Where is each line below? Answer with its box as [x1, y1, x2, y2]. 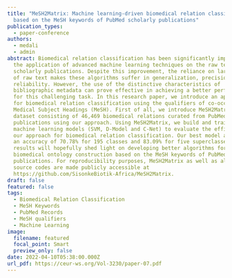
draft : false [7, 177, 45, 183]
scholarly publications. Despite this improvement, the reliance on [13, 68, 215, 75]
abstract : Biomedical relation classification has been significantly [7, 55, 215, 62]
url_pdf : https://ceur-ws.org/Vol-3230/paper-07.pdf [7, 260, 162, 267]
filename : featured [13, 235, 70, 241]
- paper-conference [13, 29, 70, 37]
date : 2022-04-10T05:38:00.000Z [7, 254, 100, 261]
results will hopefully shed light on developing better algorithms [13, 145, 215, 152]
